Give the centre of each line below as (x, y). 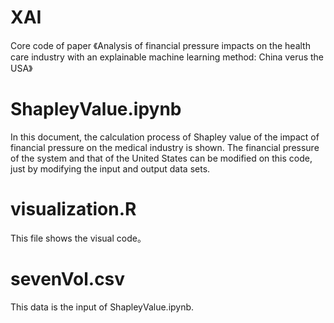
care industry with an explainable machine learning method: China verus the (167, 57)
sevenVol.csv (68, 279)
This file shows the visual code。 (78, 238)
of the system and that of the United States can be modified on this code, (161, 158)
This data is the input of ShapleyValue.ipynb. (102, 307)
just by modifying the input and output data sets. (110, 168)
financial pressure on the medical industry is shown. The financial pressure (165, 147)
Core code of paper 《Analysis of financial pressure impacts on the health (160, 45)
